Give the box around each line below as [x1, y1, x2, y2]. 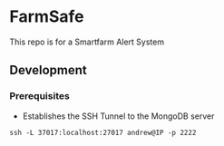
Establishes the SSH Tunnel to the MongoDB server [22, 111, 215, 122]
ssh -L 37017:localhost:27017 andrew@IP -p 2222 [9, 128, 197, 137]
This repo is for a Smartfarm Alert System [9, 36, 165, 47]
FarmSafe [9, 6, 84, 27]
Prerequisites [9, 90, 70, 102]
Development [9, 63, 88, 78]
